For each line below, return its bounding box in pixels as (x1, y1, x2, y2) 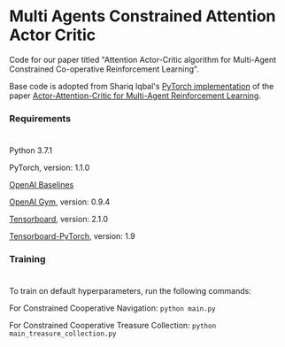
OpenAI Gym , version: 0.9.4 (9, 197, 111, 207)
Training (9, 252, 46, 265)
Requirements (9, 112, 72, 125)
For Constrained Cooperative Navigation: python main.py (9, 303, 216, 313)
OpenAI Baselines (9, 180, 74, 190)
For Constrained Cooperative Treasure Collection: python (9, 320, 217, 331)
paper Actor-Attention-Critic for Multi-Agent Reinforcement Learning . (9, 90, 261, 101)
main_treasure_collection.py (9, 329, 117, 338)
